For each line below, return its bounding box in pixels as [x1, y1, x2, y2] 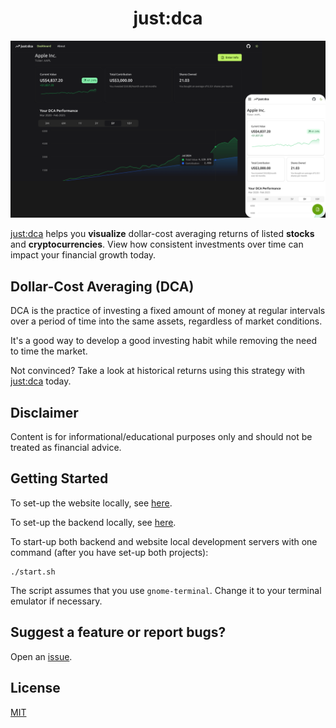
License [10, 680, 61, 697]
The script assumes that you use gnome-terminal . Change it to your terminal [10, 584, 322, 596]
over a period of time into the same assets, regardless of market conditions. [10, 315, 323, 327]
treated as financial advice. [10, 442, 122, 454]
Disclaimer [10, 404, 79, 421]
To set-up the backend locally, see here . [10, 516, 177, 528]
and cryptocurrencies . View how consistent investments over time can [10, 238, 304, 251]
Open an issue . [10, 650, 73, 662]
